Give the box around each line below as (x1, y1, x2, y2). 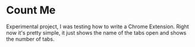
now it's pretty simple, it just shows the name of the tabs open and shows (6, 29, 187, 36)
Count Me (6, 4, 56, 17)
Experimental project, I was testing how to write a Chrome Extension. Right (6, 23, 189, 30)
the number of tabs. (6, 35, 55, 42)
